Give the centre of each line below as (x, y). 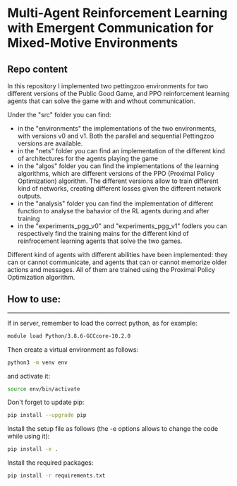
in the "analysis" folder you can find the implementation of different (115, 203)
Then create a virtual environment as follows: (73, 349)
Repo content (38, 69)
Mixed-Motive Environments (93, 43)
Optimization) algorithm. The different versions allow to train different (118, 181)
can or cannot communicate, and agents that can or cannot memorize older (117, 262)
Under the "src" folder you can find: (59, 115)
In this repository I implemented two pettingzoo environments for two (108, 86)
